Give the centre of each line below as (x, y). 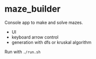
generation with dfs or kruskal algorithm (51, 42)
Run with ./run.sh (23, 52)
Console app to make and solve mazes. (44, 22)
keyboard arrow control (35, 37)
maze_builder (33, 9)
